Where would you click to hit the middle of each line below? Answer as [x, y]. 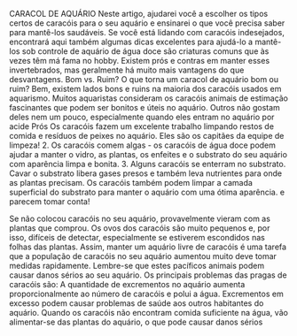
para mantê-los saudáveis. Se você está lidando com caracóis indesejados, [147, 32]
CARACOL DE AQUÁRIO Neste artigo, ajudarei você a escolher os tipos [139, 14]
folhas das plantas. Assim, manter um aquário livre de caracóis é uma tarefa [148, 247]
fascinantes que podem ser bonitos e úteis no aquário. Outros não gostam [145, 107]
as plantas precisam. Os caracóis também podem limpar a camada [131, 183]
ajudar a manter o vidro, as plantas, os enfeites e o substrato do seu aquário [148, 154]
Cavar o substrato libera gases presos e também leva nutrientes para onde [146, 173]
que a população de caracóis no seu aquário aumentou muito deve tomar [143, 256]
